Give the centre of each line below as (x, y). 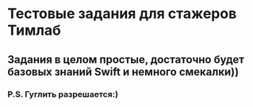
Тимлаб (34, 30)
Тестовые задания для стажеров (122, 14)
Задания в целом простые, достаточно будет (126, 59)
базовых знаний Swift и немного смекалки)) (123, 72)
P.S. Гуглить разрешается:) (63, 94)
